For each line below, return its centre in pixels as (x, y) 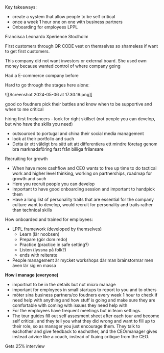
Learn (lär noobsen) (39, 234)
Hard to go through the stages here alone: (47, 85)
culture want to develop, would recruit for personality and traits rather (82, 205)
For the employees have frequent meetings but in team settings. (77, 311)
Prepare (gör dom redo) (43, 239)
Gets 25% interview (25, 346)
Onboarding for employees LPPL (45, 27)
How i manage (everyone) (32, 275)
